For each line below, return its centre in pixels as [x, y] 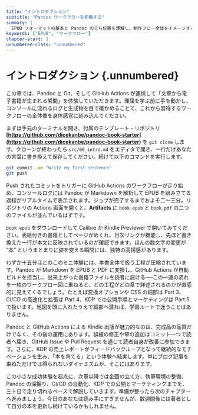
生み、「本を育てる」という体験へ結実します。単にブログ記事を [113, 356]
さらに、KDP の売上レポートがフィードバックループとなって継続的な [98, 349]
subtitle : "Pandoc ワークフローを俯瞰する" [55, 17]
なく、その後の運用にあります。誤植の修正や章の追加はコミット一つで [101, 334]
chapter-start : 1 [27, 39]
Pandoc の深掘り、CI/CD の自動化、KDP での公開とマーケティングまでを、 [97, 384]
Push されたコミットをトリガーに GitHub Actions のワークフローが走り [92, 185]
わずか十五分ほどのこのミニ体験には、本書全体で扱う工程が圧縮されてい [94, 262]
